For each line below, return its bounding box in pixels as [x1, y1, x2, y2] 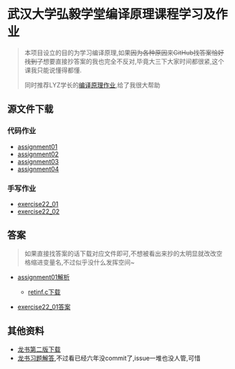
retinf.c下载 [27, 288, 61, 296]
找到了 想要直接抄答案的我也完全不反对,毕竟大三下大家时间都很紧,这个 [24, 57, 225, 65]
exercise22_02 [17, 207, 60, 216]
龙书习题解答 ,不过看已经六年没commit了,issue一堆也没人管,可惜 [17, 354, 201, 362]
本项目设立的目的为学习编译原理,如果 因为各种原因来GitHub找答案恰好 [24, 48, 225, 57]
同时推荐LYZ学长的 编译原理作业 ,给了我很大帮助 [24, 81, 161, 89]
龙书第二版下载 [17, 344, 61, 354]
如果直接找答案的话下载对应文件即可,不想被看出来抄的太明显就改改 [24, 249, 217, 258]
